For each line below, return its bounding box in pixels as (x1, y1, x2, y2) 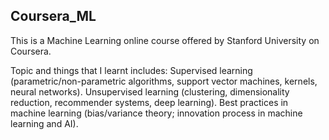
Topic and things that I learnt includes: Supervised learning (10, 64, 253, 76)
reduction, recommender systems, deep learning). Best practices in (10, 96, 289, 108)
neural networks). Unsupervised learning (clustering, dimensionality (10, 85, 290, 98)
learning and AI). (10, 117, 79, 129)
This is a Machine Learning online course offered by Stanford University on (10, 34, 320, 46)
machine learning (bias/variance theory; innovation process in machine (10, 107, 303, 119)
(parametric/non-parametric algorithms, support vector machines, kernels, (10, 75, 318, 87)
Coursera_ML (10, 8, 97, 25)
